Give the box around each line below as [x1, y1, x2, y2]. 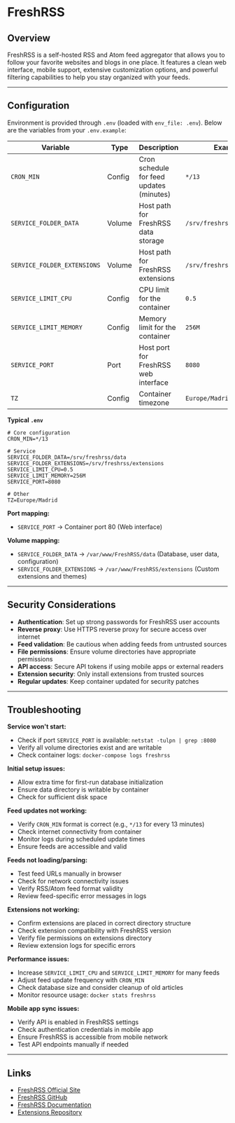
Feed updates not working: [7, 806, 87, 815]
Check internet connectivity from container [17, 827, 142, 836]
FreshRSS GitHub [17, 1094, 68, 1102]
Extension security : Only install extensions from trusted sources [17, 670, 204, 678]
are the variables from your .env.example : [7, 125, 127, 134]
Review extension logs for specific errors [17, 942, 136, 950]
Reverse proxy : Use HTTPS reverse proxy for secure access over [17, 625, 207, 633]
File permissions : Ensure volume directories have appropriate [17, 647, 197, 656]
